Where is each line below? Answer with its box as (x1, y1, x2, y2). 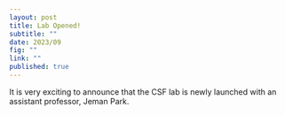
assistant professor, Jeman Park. (9, 96, 130, 106)
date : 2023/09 (9, 37, 62, 47)
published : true (9, 63, 69, 72)
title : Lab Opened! (9, 21, 82, 30)
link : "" (9, 54, 42, 63)
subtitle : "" (9, 29, 58, 38)
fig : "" (9, 46, 38, 55)
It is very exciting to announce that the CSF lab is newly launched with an (9, 86, 277, 97)
